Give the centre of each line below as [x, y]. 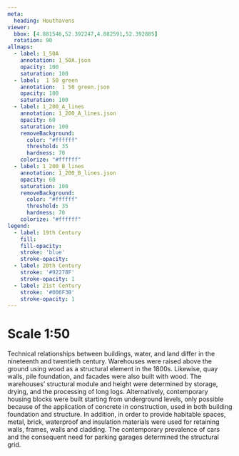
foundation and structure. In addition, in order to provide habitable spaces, [117, 415]
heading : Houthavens [44, 21]
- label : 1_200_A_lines [49, 107]
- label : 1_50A [36, 54]
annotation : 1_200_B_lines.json [68, 173]
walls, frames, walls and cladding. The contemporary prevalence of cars [113, 430]
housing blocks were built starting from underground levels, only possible [116, 399]
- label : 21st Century [47, 286]
